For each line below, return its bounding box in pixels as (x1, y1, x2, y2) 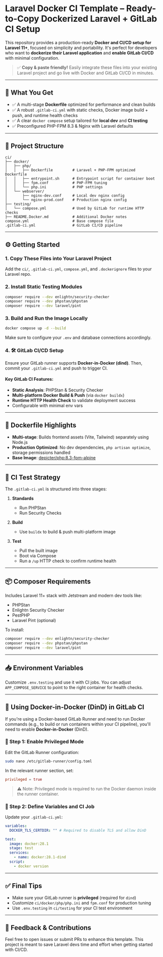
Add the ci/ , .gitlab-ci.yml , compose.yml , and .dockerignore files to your (5, 266, 152, 272)
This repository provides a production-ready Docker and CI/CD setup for (5, 39, 151, 45)
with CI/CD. (5, 947, 28, 953)
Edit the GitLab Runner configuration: (5, 749, 79, 755)
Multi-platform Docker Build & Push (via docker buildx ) (12, 392, 125, 398)
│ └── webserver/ (5, 189, 45, 194)
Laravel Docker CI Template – (5, 3, 125, 14)
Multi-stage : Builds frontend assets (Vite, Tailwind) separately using (12, 434, 149, 440)
